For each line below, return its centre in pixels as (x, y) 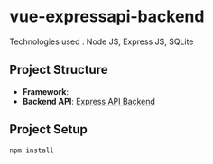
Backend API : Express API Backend (89, 101)
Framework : (46, 91)
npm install (32, 150)
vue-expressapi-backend (107, 17)
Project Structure (59, 70)
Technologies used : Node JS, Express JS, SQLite (102, 41)
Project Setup (49, 129)
